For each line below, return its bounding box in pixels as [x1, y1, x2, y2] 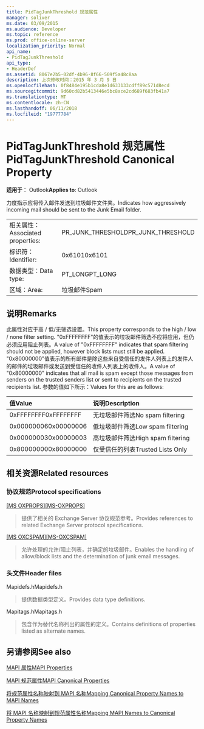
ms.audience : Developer [6, 26, 67, 32]
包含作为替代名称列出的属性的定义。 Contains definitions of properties [21, 621, 196, 628]
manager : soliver [6, 15, 50, 21]
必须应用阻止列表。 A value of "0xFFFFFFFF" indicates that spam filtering [6, 341, 189, 348]
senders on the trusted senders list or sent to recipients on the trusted [6, 376, 182, 383]
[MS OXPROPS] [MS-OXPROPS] [6, 502, 85, 509]
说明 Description [93, 399, 140, 408]
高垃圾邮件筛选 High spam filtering [93, 434, 190, 443]
